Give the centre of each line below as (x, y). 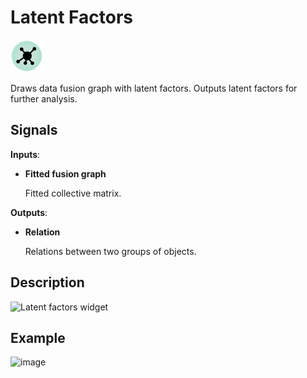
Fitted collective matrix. (73, 193)
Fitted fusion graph (65, 173)
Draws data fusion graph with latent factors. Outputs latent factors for (154, 88)
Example (38, 337)
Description (47, 282)
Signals (34, 130)
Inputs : (25, 154)
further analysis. (44, 98)
